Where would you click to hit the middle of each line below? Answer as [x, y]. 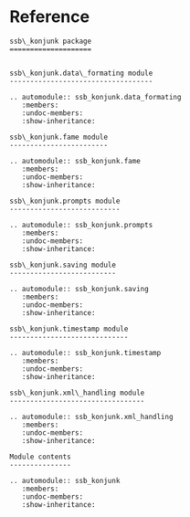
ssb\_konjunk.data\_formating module [81, 73]
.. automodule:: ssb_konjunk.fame [75, 161]
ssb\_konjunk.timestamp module [69, 329]
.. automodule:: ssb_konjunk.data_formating [95, 97]
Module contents [40, 457]
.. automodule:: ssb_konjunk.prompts [81, 225]
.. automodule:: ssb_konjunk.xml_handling [91, 417]
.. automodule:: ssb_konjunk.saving [79, 289]
